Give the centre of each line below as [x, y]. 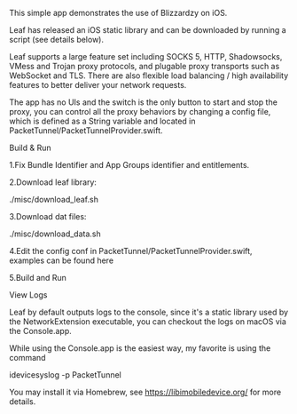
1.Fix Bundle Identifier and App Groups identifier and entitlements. [129, 165]
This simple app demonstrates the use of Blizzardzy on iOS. [118, 13]
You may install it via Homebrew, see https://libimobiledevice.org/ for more [145, 392]
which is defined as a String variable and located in [103, 121]
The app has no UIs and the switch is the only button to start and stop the [143, 102]
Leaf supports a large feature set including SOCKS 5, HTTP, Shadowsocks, [146, 56]
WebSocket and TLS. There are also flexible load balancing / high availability [149, 76]
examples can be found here [61, 260]
